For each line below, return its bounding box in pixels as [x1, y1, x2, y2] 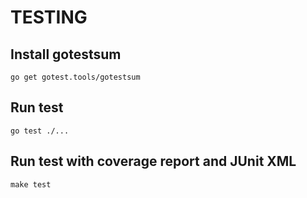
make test [10, 179, 52, 190]
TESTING [10, 6, 88, 29]
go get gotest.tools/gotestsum [10, 72, 141, 82]
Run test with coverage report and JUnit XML [10, 153, 297, 170]
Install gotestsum [10, 46, 122, 63]
